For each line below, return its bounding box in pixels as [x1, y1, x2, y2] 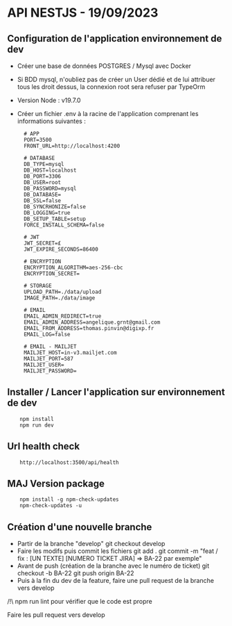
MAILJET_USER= [24, 361, 64, 368]
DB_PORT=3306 [24, 173, 62, 180]
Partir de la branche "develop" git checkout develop [17, 540, 166, 548]
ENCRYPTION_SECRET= [24, 270, 80, 277]
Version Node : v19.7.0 [17, 96, 81, 104]
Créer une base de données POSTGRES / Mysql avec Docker [17, 62, 192, 70]
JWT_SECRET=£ [24, 240, 62, 247]
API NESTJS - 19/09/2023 [7, 5, 159, 21]
